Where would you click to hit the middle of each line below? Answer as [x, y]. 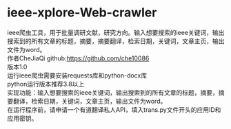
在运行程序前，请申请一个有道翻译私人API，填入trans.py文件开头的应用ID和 [114, 109]
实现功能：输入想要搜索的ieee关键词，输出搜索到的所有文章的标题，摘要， [113, 92]
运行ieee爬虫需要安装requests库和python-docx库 [77, 75]
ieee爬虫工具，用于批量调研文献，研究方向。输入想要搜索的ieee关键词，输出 [116, 32]
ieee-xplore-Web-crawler [82, 13]
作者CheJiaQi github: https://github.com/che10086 [78, 58]
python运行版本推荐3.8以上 [46, 84]
